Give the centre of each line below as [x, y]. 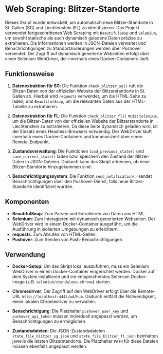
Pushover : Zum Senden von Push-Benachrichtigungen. [68, 239]
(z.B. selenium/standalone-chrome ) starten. [68, 282]
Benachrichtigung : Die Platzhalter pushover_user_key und [70, 311]
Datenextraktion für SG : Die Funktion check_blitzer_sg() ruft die [78, 86]
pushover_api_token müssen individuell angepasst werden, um [74, 316]
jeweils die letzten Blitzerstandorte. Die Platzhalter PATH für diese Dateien [85, 341]
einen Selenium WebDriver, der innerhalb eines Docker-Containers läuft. [77, 58]
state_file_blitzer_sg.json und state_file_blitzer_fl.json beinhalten [85, 336]
